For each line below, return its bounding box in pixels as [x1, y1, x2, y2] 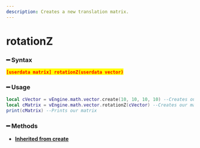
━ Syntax [6, 55, 33, 64]
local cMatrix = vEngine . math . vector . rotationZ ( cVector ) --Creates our [6, 102, 187, 108]
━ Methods [6, 122, 38, 130]
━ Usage [6, 83, 31, 91]
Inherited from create [14, 135, 69, 143]
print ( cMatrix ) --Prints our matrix [6, 108, 97, 114]
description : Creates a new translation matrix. [6, 8, 129, 15]
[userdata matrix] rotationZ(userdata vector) [6, 69, 124, 75]
